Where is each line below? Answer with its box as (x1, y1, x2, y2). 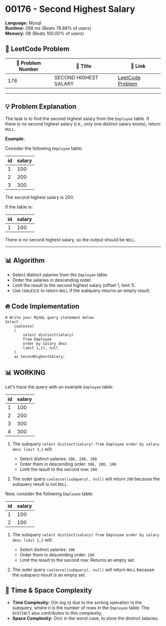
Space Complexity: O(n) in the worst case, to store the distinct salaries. (12, 615, 159, 621)
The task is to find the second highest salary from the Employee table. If (5, 115, 150, 121)
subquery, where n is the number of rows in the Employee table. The (12, 605, 150, 611)
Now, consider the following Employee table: (5, 491, 94, 497)
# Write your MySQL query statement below (5, 315, 94, 320)
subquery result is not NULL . (12, 481, 68, 487)
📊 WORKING (5, 368, 46, 377)
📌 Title (76, 62, 92, 69)
